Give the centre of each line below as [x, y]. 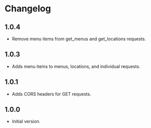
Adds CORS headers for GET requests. [51, 94]
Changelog [28, 9]
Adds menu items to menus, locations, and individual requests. [76, 66]
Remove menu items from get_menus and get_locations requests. [79, 39]
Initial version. [26, 122]
